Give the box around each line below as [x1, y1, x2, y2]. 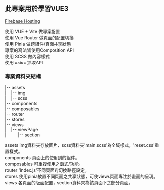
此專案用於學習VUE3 [5, 4, 69, 13]
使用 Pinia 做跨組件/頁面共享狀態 [5, 41, 71, 47]
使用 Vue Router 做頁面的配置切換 [5, 34, 74, 41]
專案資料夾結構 [5, 73, 41, 80]
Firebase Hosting [5, 18, 40, 24]
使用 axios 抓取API [5, 59, 43, 65]
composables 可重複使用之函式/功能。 [5, 161, 83, 167]
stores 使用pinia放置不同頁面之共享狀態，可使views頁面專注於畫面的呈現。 [5, 173, 158, 180]
